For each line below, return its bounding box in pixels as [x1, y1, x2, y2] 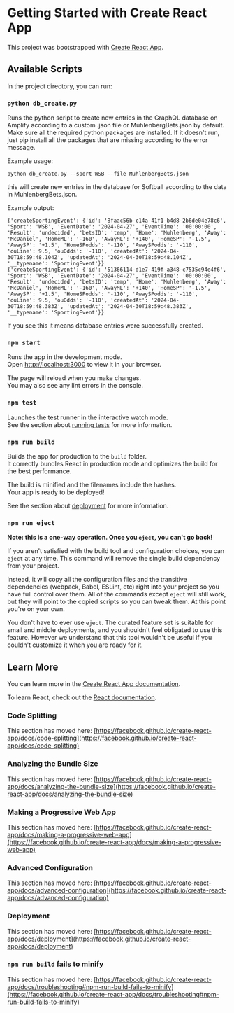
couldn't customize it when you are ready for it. [7, 641, 143, 649]
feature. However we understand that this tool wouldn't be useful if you [7, 634, 212, 642]
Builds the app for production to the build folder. [7, 452, 147, 460]
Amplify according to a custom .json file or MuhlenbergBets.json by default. [7, 121, 225, 130]
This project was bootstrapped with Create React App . [7, 43, 164, 51]
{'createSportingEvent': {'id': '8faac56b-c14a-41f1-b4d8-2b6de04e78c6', [7, 217, 227, 225]
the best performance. [7, 467, 72, 475]
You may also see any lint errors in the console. [7, 382, 143, 390]
